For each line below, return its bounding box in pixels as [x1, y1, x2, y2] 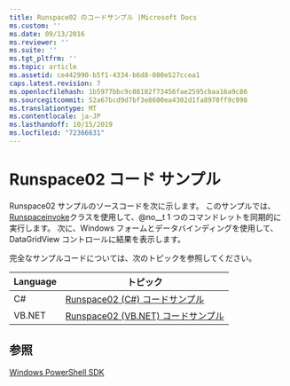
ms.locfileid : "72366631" [9, 129, 105, 138]
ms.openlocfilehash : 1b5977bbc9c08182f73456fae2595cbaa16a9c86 [9, 87, 248, 96]
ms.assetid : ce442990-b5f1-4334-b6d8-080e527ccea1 [9, 71, 200, 80]
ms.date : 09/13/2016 [9, 29, 86, 38]
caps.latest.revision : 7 [9, 79, 101, 88]
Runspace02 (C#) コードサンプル [65, 293, 205, 305]
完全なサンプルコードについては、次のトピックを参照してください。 [9, 252, 257, 263]
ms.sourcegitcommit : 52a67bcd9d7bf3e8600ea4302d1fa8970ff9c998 [9, 95, 248, 105]
